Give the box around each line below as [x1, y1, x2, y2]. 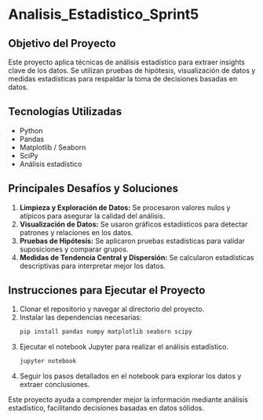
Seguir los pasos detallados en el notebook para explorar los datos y [19, 371, 242, 381]
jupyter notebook [19, 357, 77, 365]
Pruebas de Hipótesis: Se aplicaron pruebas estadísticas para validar [19, 236, 246, 245]
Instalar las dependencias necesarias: [19, 313, 143, 322]
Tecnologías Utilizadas [8, 105, 122, 118]
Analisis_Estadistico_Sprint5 [8, 5, 199, 24]
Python [19, 125, 43, 135]
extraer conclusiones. [19, 380, 90, 389]
